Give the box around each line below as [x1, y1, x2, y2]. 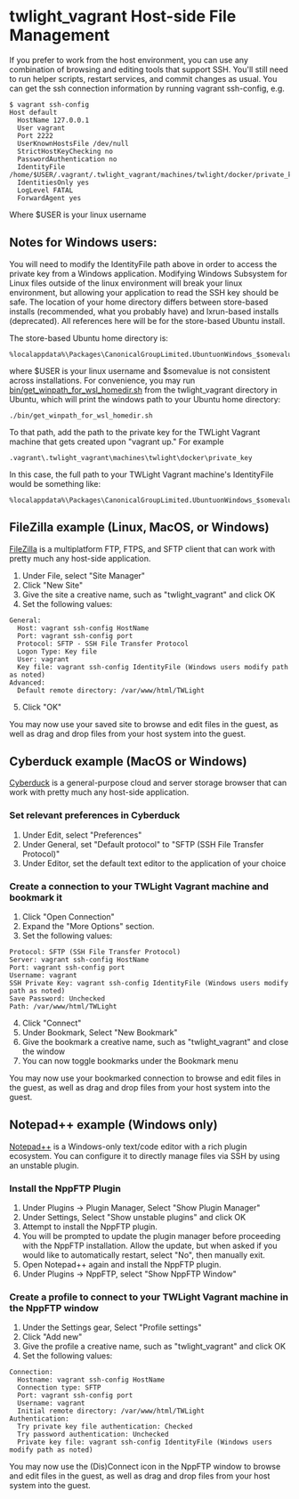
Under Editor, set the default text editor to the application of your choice [21, 857, 287, 869]
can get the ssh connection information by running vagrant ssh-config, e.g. [9, 83, 285, 93]
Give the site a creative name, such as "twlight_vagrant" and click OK [21, 589, 276, 600]
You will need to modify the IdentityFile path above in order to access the [9, 258, 278, 269]
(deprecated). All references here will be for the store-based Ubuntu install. [9, 315, 286, 326]
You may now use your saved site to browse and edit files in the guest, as [9, 718, 279, 729]
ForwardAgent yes [17, 193, 82, 202]
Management [9, 25, 110, 45]
